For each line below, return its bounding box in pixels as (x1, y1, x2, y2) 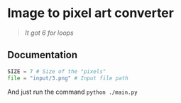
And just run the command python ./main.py (7, 87, 138, 96)
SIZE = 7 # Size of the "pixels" (7, 67, 106, 75)
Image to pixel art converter (7, 5, 174, 21)
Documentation (7, 49, 78, 61)
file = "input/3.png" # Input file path (7, 75, 129, 82)
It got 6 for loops (24, 28, 74, 37)
